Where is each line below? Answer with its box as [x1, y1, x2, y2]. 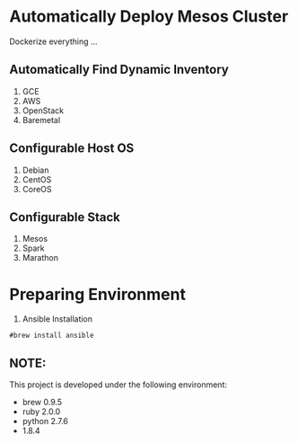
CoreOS [22, 183, 52, 194]
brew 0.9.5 [22, 397, 63, 408]
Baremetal [22, 114, 61, 125]
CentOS [22, 173, 52, 185]
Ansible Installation [22, 314, 92, 324]
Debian [22, 164, 49, 175]
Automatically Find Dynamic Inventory [9, 62, 229, 77]
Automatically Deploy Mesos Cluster [9, 6, 289, 27]
